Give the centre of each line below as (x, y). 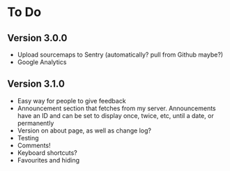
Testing (28, 137)
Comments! (34, 145)
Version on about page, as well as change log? (84, 131)
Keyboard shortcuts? (47, 153)
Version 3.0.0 (37, 38)
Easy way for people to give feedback (72, 101)
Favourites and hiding (48, 160)
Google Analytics (42, 62)
